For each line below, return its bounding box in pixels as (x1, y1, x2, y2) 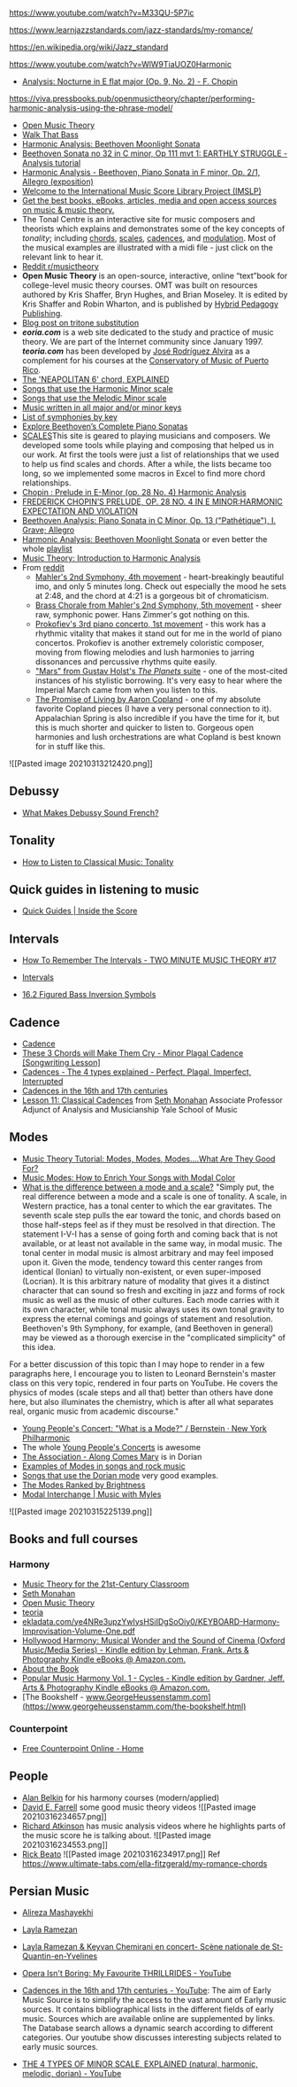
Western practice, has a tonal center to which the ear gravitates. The (21, 1200, 272, 1211)
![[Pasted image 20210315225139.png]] (9, 1506, 153, 1517)
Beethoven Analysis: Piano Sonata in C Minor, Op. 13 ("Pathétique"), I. (21, 516, 277, 525)
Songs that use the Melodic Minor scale (21, 393, 167, 403)
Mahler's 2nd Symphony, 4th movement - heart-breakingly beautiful (34, 571, 285, 582)
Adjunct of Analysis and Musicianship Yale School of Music (21, 1105, 239, 1115)
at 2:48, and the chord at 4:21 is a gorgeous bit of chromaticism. (34, 591, 270, 601)
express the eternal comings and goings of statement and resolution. (21, 1313, 274, 1323)
